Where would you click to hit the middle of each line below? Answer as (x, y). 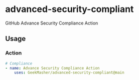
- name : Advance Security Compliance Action (52, 68)
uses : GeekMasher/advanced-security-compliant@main (69, 73)
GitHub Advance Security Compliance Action (52, 23)
